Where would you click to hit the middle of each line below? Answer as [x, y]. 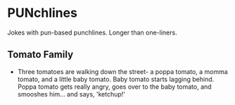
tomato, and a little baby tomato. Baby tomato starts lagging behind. [116, 79]
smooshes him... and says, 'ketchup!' [71, 94]
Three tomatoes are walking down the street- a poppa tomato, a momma [123, 71]
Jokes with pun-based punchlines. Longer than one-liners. [92, 32]
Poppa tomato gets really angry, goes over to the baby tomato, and [115, 87]
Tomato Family [40, 55]
